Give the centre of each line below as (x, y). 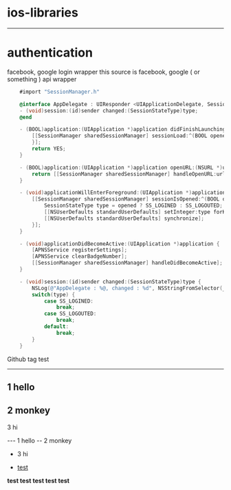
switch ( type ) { (54, 294)
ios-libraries (43, 13)
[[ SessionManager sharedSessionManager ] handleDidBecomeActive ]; (128, 263)
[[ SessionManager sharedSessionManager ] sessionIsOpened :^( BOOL (126, 199)
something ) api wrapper (42, 79)
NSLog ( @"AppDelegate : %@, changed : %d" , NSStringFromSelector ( (128, 288)
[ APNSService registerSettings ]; (80, 250)
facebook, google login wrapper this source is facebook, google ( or (104, 72)
